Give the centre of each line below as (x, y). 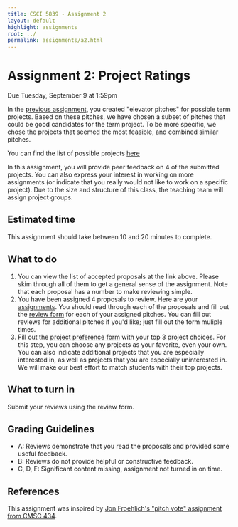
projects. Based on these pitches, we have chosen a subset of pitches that (117, 117)
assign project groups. (40, 197)
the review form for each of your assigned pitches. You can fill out (114, 314)
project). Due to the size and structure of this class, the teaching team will (115, 190)
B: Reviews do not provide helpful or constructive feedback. (105, 461)
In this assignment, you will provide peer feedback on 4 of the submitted (113, 167)
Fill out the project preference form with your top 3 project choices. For (121, 337)
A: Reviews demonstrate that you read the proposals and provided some (123, 447)
